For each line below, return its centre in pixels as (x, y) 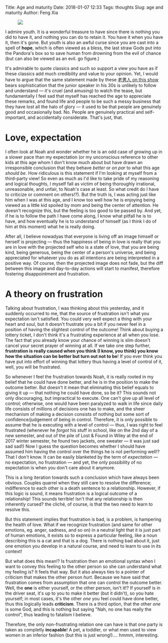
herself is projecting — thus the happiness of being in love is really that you (83, 242)
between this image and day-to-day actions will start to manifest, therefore (82, 268)
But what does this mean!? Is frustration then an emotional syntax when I (80, 561)
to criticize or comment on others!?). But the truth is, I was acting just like (81, 194)
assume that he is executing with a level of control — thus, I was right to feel (84, 424)
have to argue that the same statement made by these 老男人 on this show (82, 80)
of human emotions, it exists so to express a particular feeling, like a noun (81, 535)
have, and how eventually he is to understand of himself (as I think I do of (81, 221)
